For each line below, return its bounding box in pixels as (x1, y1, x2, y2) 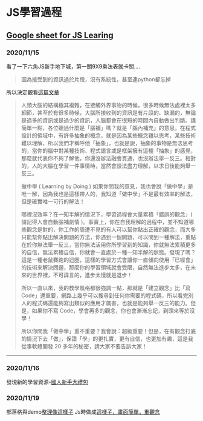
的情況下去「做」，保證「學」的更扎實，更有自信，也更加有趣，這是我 (21, 335, 193, 342)
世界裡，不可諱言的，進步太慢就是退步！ (31, 271, 133, 278)
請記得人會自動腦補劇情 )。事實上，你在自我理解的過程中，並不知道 (21, 218, 189, 225)
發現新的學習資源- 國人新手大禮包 (6, 379, 89, 386)
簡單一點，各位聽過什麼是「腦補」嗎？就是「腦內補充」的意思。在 (21, 124, 185, 131)
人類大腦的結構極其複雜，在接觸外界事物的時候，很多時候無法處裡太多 (21, 101, 196, 109)
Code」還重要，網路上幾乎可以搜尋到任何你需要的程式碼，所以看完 (21, 292, 188, 299)
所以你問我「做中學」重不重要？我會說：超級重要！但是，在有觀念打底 (21, 327, 196, 334)
